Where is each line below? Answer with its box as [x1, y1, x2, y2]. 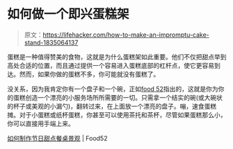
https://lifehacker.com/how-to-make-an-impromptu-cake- [42, 30, 210, 39]
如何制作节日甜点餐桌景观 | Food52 [7, 134, 108, 142]
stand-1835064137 [24, 38, 79, 46]
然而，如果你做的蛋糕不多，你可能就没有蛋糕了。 [19, 70, 160, 78]
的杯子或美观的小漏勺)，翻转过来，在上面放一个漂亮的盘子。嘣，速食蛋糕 [7, 102, 217, 110]
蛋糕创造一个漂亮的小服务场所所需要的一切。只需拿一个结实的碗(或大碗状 [13, 93, 223, 101]
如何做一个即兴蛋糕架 [7, 6, 130, 22]
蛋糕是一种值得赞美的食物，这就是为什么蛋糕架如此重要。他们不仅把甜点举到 [7, 53, 227, 61]
